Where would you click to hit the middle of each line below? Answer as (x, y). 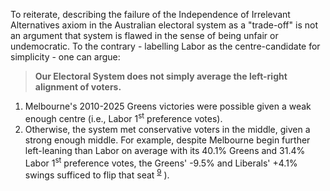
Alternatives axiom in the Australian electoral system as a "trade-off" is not (164, 25)
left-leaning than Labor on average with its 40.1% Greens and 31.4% (165, 150)
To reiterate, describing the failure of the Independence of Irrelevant (150, 14)
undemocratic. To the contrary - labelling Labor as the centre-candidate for (165, 46)
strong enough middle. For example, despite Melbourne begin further (167, 140)
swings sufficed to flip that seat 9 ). (97, 174)
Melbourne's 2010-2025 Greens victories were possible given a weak (168, 106)
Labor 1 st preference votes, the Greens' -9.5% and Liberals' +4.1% (161, 162)
